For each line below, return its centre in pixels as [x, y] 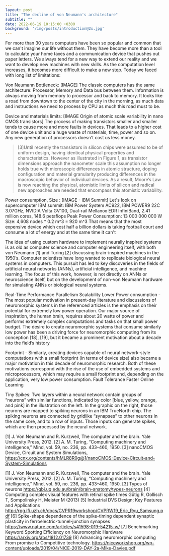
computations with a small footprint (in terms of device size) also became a [83, 358]
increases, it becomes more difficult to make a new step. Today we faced [81, 70]
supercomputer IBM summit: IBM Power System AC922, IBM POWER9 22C [82, 205]
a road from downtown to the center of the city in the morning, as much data [84, 101]
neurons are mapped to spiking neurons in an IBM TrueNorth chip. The [78, 411]
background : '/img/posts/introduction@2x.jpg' [55, 29]
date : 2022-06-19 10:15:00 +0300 [40, 24]
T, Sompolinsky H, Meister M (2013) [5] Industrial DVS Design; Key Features [84, 500]
